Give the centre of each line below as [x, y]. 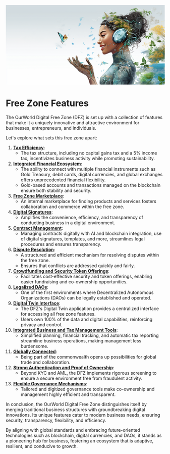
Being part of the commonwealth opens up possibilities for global [89, 357]
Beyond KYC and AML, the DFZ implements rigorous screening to [89, 373]
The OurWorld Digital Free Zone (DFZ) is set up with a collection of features [84, 117]
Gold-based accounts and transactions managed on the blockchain [91, 185]
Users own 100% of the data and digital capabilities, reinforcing [87, 319]
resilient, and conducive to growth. [42, 446]
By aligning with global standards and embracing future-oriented [73, 430]
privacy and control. [41, 324]
